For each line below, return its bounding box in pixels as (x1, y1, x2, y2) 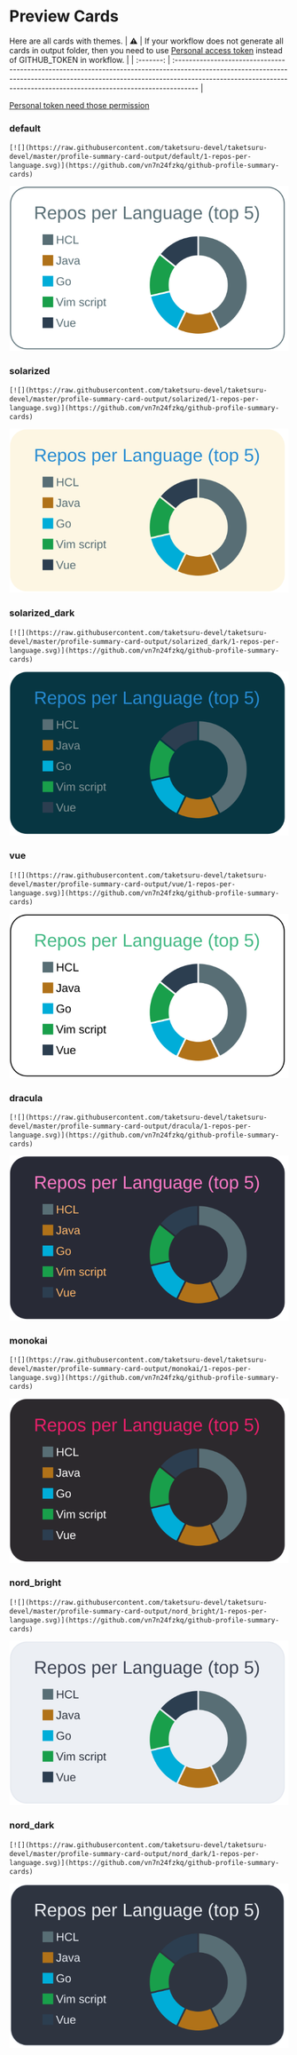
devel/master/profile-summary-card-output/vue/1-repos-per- (9, 879, 237, 889)
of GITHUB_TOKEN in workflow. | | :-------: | (9, 54, 171, 65)
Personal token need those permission (9, 99, 150, 110)
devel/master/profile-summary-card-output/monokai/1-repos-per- (9, 1365, 252, 1374)
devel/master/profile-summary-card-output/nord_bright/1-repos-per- (9, 1607, 268, 1615)
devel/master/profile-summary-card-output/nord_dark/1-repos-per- (9, 1849, 260, 1858)
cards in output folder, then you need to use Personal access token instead (9, 44, 283, 55)
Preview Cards (9, 6, 120, 27)
